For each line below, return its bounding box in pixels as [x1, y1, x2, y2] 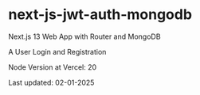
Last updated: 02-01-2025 [8, 78, 95, 87]
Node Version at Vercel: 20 [8, 62, 97, 72]
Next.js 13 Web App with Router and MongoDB [8, 32, 161, 41]
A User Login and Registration [8, 47, 107, 56]
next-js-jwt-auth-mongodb [8, 6, 193, 24]
